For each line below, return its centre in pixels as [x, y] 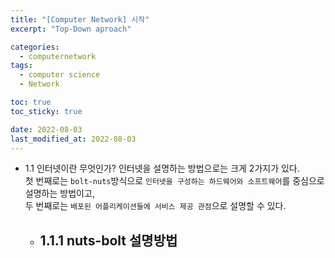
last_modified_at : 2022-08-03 [73, 139]
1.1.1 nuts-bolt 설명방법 [108, 240]
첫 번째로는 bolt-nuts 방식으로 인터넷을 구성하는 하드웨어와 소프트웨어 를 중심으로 [174, 181]
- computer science [60, 75]
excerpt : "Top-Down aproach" [71, 29]
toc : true [31, 102]
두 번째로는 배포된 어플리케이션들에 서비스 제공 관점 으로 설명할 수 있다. [155, 206]
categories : [35, 47]
